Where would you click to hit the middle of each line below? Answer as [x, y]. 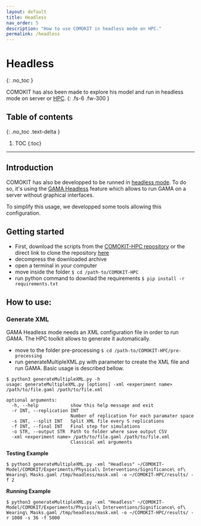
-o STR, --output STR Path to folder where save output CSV [89, 432]
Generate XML [28, 319]
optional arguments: [32, 400]
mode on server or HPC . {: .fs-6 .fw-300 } [58, 98]
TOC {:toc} [28, 143]
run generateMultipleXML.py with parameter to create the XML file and [102, 362]
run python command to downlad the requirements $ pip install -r [100, 278]
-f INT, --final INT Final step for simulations [76, 426]
